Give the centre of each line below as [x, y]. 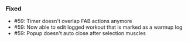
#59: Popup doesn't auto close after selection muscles [80, 33]
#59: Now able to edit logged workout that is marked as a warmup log [98, 27]
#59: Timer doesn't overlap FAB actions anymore [73, 21]
